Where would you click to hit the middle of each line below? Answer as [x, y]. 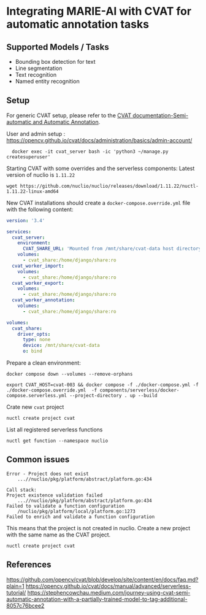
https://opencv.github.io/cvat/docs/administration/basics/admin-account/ [99, 140]
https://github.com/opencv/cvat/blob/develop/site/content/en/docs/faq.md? [102, 579]
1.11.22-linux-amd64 [33, 191]
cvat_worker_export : [38, 283]
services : [19, 231]
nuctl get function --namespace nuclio [57, 441]
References [29, 565]
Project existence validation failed [55, 495]
